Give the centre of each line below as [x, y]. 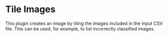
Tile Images [30, 9]
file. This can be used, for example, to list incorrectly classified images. [80, 28]
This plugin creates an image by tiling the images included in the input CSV [84, 23]
